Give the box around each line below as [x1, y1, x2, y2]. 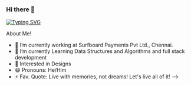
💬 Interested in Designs [14, 60, 72, 67]
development [14, 54, 47, 61]
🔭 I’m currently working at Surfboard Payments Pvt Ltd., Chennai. [14, 41, 173, 49]
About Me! [6, 30, 32, 37]
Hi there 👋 [6, 5, 35, 14]
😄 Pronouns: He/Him [14, 67, 67, 74]
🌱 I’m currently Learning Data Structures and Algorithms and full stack [14, 48, 185, 55]
